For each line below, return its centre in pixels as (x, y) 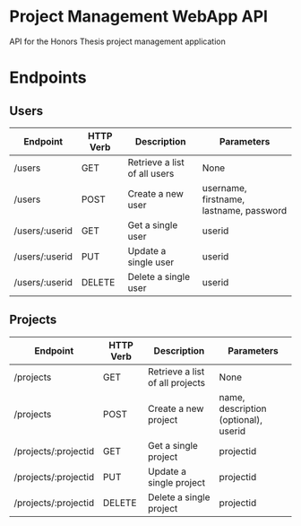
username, (225, 188)
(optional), (241, 419)
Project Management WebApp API (139, 17)
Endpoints (48, 78)
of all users (151, 173)
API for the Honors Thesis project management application (117, 41)
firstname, (224, 199)
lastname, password (245, 210)
